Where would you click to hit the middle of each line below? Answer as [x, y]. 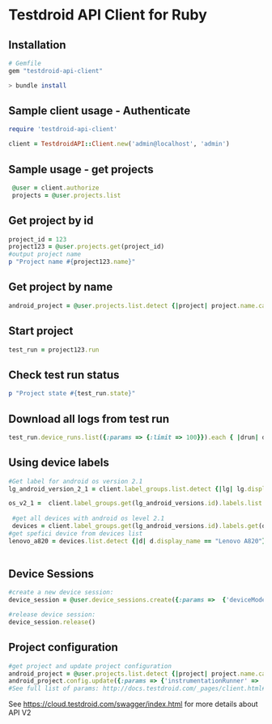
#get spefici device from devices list [76, 533]
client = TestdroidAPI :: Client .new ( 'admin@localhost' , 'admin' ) [119, 144]
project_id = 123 [38, 239]
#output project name [45, 254]
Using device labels [59, 463]
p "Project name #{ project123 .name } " [72, 262]
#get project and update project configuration [90, 666]
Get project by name [61, 287]
